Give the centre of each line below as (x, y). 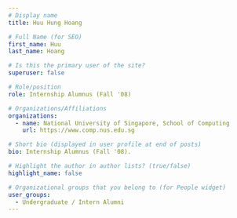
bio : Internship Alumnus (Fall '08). (70, 152)
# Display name (33, 15)
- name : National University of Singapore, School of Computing (122, 123)
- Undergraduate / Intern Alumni (70, 202)
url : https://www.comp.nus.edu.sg (78, 130)
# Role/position (35, 87)
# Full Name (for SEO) (45, 37)
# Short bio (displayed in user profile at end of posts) (105, 145)
